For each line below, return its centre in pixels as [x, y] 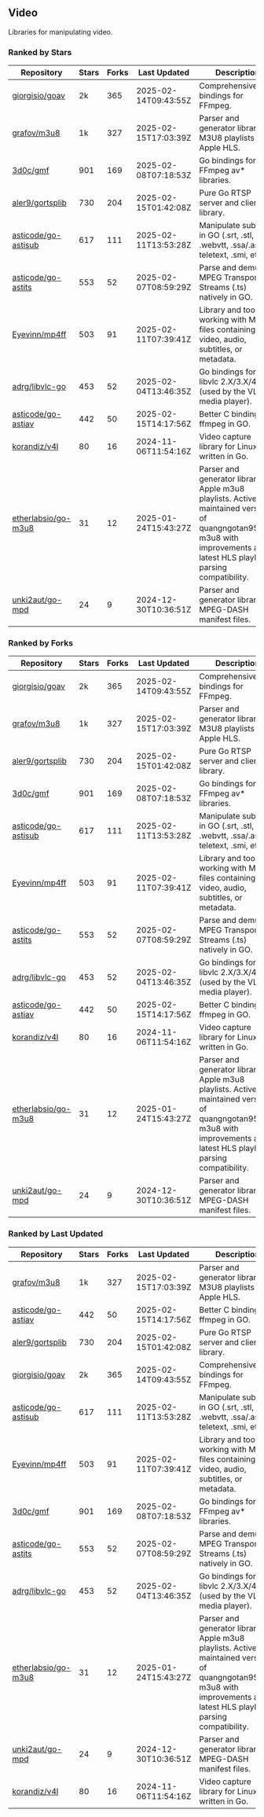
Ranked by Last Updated [56, 1234]
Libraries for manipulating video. [60, 31]
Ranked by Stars [40, 52]
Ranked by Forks [40, 643]
